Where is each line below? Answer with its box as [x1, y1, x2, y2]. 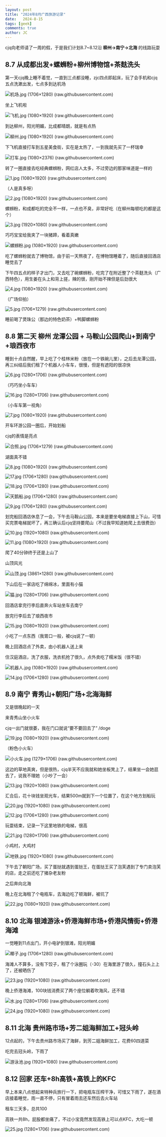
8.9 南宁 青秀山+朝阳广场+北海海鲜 [5, 690, 112, 699]
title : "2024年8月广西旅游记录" [5, 12, 66, 17]
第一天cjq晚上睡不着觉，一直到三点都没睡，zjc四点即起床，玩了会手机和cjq [5, 74, 158, 80]
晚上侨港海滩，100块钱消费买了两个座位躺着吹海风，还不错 [5, 988, 125, 994]
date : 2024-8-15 [5, 16, 43, 21]
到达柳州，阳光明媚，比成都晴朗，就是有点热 [5, 123, 96, 129]
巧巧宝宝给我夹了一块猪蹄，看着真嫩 [5, 232, 79, 238]
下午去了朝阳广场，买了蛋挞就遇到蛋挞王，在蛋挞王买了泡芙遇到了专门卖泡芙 [5, 864, 161, 870]
